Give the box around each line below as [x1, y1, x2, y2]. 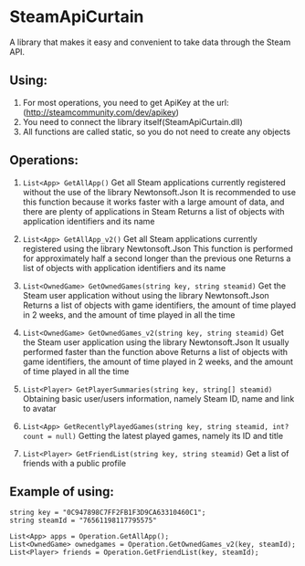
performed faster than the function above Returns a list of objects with [22, 346, 288, 357]
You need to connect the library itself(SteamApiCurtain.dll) [22, 116, 244, 127]
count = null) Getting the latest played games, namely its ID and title [22, 430, 284, 441]
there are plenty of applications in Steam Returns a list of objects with [22, 205, 285, 216]
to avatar [22, 403, 57, 414]
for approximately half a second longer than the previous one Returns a [22, 253, 291, 264]
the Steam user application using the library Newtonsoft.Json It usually [22, 336, 289, 348]
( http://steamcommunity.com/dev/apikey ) [22, 107, 180, 118]
